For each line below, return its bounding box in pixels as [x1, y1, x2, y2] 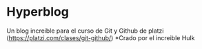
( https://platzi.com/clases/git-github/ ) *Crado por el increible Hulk [6, 33, 195, 42]
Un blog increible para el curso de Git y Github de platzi [6, 27, 164, 35]
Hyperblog [6, 4, 70, 20]
